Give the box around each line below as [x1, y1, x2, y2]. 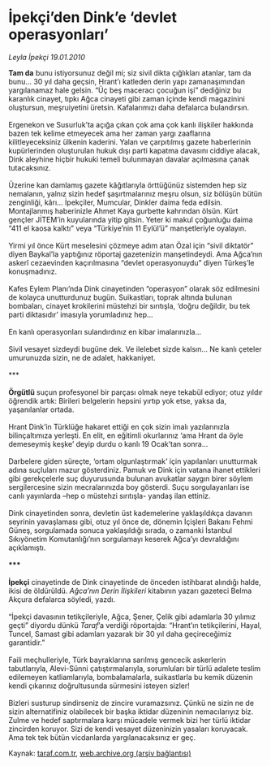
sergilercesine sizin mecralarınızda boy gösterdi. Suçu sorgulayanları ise [8, 482, 250, 491]
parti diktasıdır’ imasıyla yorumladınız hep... [8, 309, 153, 319]
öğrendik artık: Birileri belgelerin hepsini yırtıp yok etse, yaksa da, [8, 396, 227, 405]
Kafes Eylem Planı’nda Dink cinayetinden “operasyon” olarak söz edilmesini [8, 283, 260, 293]
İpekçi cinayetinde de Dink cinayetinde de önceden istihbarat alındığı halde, [8, 577, 261, 586]
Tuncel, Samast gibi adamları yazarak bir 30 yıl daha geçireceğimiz [8, 629, 232, 638]
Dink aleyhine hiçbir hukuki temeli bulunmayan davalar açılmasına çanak [8, 154, 250, 164]
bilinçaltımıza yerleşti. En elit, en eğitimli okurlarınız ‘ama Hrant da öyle [8, 431, 243, 440]
